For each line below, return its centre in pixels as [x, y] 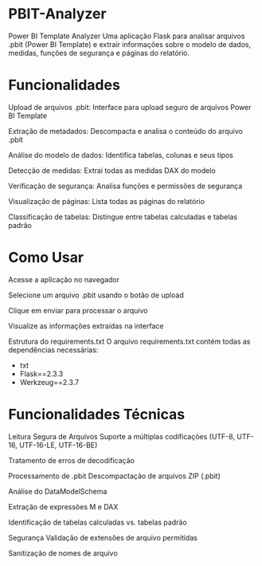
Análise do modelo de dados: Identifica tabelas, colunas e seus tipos [121, 155]
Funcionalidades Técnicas [97, 415]
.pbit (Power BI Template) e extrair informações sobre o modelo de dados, [130, 44]
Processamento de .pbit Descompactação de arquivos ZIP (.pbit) [115, 476]
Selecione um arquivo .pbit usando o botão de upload [96, 295]
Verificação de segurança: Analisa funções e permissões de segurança [125, 186]
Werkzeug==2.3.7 [49, 382]
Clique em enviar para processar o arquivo [78, 310]
